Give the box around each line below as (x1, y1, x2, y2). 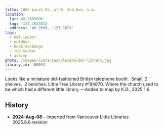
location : (5, 12, 26, 17)
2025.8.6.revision (12, 119, 48, 125)
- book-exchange (9, 44, 43, 49)
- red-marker (9, 48, 37, 53)
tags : (5, 30, 16, 35)
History (5, 101, 29, 109)
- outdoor (9, 40, 30, 44)
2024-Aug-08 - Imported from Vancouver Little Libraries (12, 114, 129, 120)
